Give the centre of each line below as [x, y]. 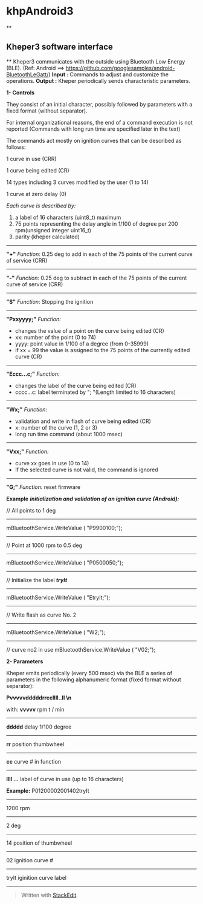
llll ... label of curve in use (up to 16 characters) [65, 779]
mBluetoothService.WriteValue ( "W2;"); [56, 632]
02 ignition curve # [30, 860]
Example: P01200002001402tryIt [48, 790]
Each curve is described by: [41, 205]
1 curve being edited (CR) [38, 170]
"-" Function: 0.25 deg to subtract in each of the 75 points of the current [97, 278]
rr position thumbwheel [35, 744]
